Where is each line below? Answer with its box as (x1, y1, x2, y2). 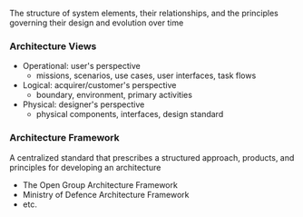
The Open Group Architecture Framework (22, 179, 179, 190)
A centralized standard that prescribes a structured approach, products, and (9, 152, 295, 163)
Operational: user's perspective (22, 61, 141, 72)
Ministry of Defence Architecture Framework (22, 189, 190, 200)
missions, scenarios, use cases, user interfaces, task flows (35, 70, 257, 81)
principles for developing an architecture (9, 162, 161, 173)
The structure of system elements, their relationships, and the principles (9, 8, 279, 18)
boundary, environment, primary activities (35, 90, 193, 101)
